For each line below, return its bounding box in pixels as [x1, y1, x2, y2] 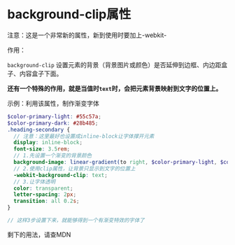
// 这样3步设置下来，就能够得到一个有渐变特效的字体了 [7, 217, 145, 224]
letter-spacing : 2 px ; [13, 191, 77, 198]
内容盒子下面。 [19, 69, 63, 78]
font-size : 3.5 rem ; [13, 146, 71, 153]
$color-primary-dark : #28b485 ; [7, 120, 99, 127]
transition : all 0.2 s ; [13, 197, 80, 205]
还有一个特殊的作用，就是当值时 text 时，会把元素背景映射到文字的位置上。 [7, 84, 222, 92]
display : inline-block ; [13, 139, 83, 146]
